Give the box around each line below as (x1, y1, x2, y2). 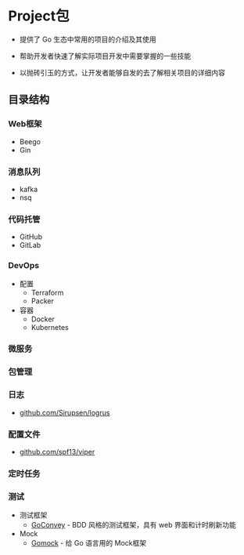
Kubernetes (30, 322, 69, 332)
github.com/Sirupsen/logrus (19, 408, 110, 417)
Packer (30, 296, 55, 306)
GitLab (19, 241, 41, 250)
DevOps (8, 260, 40, 271)
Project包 (8, 7, 70, 25)
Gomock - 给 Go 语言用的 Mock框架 (30, 539, 147, 548)
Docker (30, 314, 55, 324)
